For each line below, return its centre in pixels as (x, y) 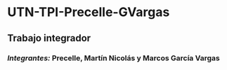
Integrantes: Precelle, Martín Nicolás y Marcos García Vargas (113, 58)
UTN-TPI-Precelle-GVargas (89, 12)
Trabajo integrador (49, 38)
